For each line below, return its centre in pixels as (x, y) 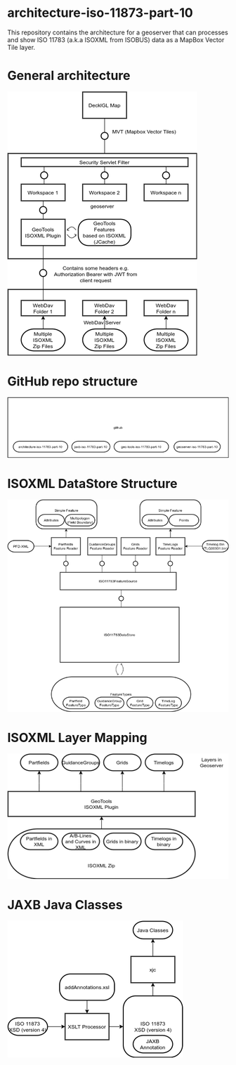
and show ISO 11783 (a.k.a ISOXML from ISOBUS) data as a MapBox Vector (116, 39)
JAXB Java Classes (65, 905)
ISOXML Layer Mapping (77, 737)
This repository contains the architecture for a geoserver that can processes (118, 32)
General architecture (69, 76)
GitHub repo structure (73, 382)
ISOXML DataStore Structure (92, 483)
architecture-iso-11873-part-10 (100, 13)
